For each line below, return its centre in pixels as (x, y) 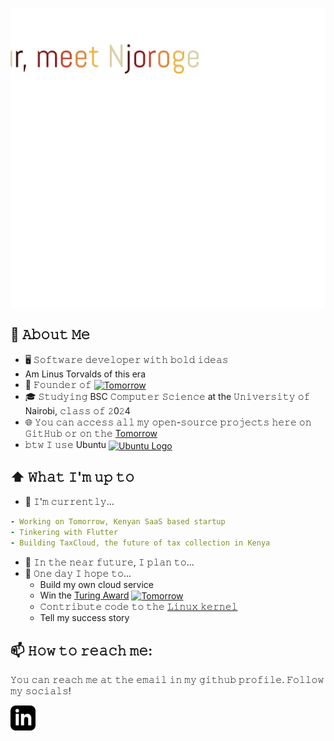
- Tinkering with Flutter (64, 532)
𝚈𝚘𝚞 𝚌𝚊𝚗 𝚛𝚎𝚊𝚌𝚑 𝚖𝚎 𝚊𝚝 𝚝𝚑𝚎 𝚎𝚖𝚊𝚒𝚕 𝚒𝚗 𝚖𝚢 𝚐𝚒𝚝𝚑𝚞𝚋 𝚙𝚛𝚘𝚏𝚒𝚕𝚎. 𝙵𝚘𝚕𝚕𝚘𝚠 (167, 679)
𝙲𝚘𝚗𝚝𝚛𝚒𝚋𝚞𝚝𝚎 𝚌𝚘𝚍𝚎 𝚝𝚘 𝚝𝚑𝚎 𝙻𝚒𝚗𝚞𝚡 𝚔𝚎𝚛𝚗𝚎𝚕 (138, 607)
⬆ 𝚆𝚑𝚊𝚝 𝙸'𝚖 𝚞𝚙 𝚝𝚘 (72, 477)
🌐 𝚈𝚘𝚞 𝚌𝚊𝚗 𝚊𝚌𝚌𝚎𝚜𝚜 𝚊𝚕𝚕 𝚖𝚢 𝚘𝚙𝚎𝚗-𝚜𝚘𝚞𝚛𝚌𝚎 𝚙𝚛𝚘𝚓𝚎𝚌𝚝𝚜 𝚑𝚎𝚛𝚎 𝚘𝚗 (168, 422)
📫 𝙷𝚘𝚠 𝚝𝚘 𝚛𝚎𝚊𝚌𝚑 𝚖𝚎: (81, 650)
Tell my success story (84, 618)
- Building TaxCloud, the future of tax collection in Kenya (140, 543)
